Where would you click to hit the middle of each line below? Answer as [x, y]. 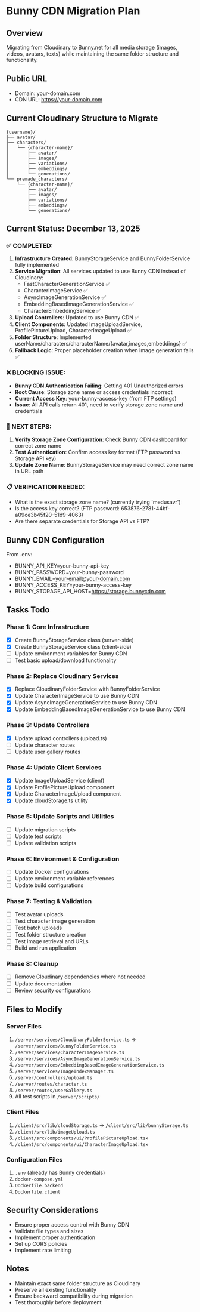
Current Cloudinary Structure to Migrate [82, 118]
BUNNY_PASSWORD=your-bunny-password [69, 572]
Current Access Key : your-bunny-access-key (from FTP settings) [96, 398]
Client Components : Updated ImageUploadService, [79, 324]
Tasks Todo [28, 610]
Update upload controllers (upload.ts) [61, 738]
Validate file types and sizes [49, 1231]
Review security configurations [53, 990]
